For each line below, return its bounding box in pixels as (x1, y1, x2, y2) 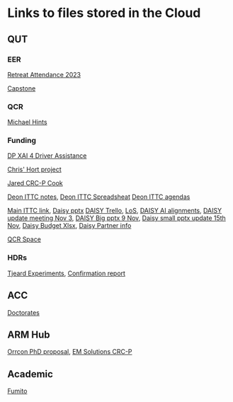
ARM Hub (7, 328, 51, 340)
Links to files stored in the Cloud (7, 5, 201, 21)
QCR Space (7, 235, 41, 243)
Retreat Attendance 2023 (7, 70, 81, 79)
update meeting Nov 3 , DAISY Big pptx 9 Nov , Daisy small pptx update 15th (7, 214, 227, 222)
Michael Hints (7, 118, 47, 127)
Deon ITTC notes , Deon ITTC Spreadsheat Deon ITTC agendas (7, 193, 191, 201)
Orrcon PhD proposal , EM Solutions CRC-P (7, 348, 132, 356)
